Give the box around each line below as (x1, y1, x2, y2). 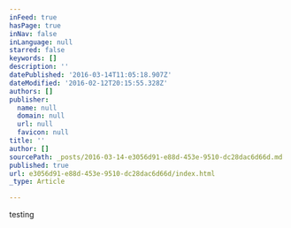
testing (9, 209, 34, 220)
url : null (17, 120, 53, 129)
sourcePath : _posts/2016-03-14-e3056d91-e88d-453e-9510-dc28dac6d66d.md (9, 152, 283, 162)
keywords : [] (9, 54, 57, 63)
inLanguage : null (9, 37, 73, 47)
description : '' (9, 63, 69, 72)
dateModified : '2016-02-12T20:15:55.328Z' (9, 79, 168, 87)
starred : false (9, 46, 65, 55)
